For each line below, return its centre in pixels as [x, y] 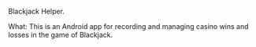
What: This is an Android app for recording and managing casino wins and [129, 26]
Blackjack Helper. [37, 11]
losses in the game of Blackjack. [60, 35]
